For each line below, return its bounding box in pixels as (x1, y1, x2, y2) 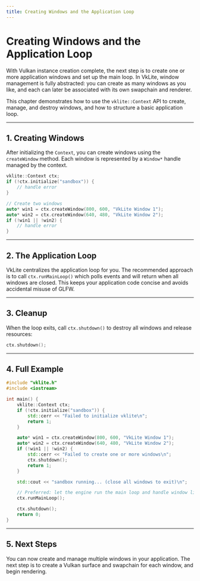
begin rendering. (6, 568, 47, 575)
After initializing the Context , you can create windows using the (6, 149, 161, 156)
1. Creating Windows (6, 133, 85, 143)
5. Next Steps (6, 539, 57, 549)
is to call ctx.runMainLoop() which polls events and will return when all (6, 272, 179, 279)
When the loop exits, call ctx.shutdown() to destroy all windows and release (6, 324, 192, 331)
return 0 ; (17, 512, 42, 518)
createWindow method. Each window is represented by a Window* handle (6, 155, 181, 162)
